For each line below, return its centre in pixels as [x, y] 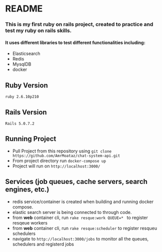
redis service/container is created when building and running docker [83, 201]
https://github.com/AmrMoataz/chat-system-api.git [66, 155]
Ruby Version [27, 85]
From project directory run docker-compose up [59, 160]
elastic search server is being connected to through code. [72, 212]
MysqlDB [22, 64]
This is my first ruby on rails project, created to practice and [79, 24]
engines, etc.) [27, 190]
